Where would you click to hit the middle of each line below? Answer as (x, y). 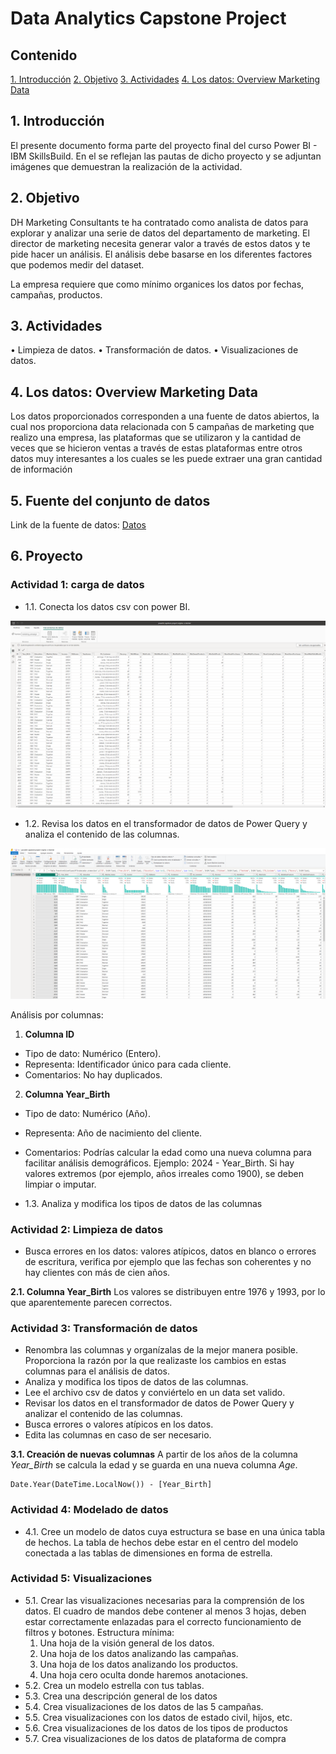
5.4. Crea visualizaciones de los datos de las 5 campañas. (144, 1706)
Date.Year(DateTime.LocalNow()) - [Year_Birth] (111, 1485)
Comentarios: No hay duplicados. (93, 1074)
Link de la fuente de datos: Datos (78, 525)
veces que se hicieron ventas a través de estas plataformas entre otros (156, 448)
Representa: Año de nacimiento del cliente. (113, 1133)
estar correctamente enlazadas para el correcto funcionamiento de (163, 1621)
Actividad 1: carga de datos (77, 585)
